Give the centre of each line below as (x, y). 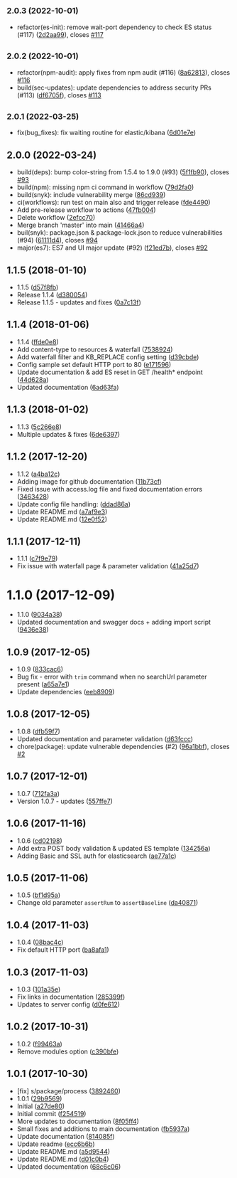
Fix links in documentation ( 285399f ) (71, 997)
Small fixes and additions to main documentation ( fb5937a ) (103, 1129)
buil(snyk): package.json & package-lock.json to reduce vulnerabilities (120, 233)
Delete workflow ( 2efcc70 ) (56, 218)
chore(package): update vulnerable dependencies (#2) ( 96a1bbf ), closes (123, 746)
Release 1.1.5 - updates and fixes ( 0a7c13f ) (79, 302)
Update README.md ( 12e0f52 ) (62, 519)
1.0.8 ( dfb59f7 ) (39, 731)
